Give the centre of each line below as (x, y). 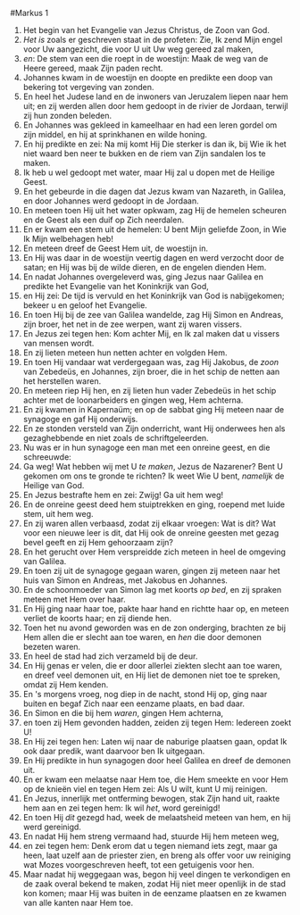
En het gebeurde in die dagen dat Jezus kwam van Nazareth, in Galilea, (154, 191)
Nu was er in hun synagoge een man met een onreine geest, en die (146, 447)
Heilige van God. (54, 485)
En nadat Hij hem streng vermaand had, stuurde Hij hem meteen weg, (151, 836)
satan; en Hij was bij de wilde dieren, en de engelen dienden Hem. (145, 267)
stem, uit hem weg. (58, 514)
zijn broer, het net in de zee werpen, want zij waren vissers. (133, 324)
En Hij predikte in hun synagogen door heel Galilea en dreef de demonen (157, 761)
